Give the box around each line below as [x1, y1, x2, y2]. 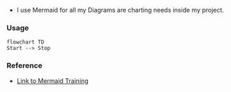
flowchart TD [6, 39, 45, 46]
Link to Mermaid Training [16, 76, 89, 85]
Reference [6, 61, 43, 71]
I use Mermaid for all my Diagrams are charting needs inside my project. [16, 6, 225, 14]
